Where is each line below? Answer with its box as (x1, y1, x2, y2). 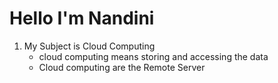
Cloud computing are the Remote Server (38, 61, 206, 73)
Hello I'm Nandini (9, 7, 155, 30)
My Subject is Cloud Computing (23, 40, 156, 52)
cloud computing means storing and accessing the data (38, 50, 269, 62)
